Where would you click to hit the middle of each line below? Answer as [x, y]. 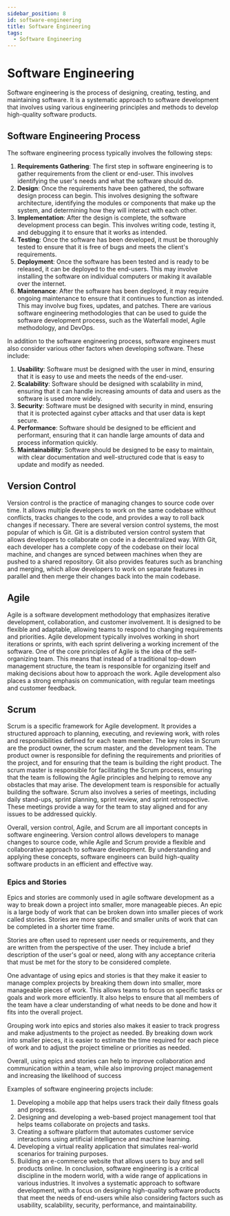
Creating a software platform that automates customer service [105, 1131]
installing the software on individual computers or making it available [114, 276]
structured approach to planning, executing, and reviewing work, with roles [114, 733]
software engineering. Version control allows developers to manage [103, 835]
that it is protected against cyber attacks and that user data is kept [111, 413]
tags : [15, 33]
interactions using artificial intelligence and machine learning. [104, 1139]
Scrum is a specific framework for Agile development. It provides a [102, 726]
